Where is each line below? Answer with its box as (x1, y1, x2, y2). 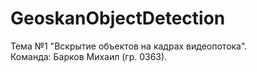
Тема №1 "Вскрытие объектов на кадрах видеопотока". (10, 40, 248, 52)
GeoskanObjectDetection (10, 7, 226, 30)
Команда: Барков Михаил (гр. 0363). (10, 50, 168, 62)
